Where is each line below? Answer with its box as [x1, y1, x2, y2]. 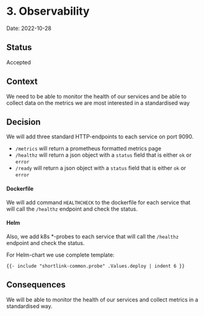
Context [6, 77, 38, 87]
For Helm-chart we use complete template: [6, 251, 115, 258]
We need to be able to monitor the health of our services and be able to [6, 92, 187, 100]
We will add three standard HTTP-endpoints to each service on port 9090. [6, 133, 194, 140]
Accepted [6, 58, 31, 66]
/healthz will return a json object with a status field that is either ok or [15, 151, 192, 159]
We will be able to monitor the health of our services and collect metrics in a [6, 296, 198, 303]
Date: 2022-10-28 [6, 24, 52, 32]
